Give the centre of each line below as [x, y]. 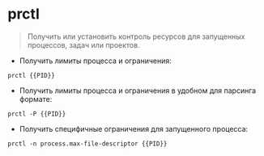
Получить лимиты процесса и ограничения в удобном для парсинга [138, 91]
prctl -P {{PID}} [37, 114]
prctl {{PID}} [32, 75]
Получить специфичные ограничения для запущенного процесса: [134, 129]
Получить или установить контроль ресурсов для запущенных [136, 36]
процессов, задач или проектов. [83, 44]
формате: [36, 99]
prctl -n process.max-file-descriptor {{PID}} [87, 143]
